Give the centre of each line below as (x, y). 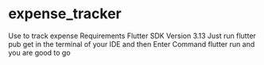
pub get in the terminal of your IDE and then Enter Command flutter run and (132, 44)
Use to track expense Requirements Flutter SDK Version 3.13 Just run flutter (132, 36)
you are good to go (39, 52)
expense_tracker (65, 14)
